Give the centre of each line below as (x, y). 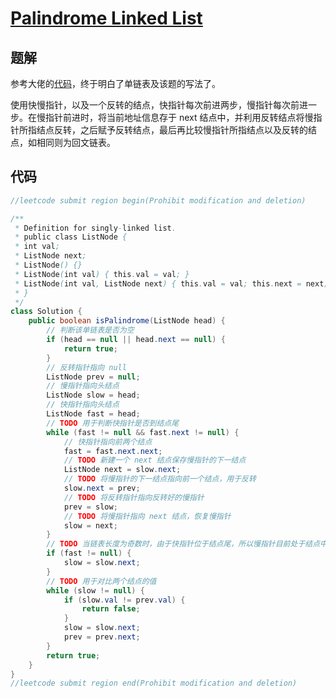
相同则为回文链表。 (76, 142)
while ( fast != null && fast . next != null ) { (143, 432)
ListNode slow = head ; (93, 395)
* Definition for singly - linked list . (95, 228)
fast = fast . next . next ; (113, 451)
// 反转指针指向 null (86, 367)
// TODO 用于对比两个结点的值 (101, 581)
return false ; (111, 609)
